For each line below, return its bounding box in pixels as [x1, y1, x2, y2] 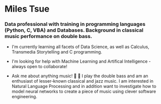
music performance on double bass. [4, 33, 92, 40]
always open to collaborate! [11, 64, 68, 69]
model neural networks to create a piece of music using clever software [11, 88, 157, 94]
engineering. [11, 94, 38, 100]
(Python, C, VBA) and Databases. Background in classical [4, 27, 143, 34]
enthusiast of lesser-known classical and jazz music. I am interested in [11, 78, 154, 84]
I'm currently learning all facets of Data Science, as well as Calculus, [11, 44, 150, 50]
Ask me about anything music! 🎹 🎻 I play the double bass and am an [11, 73, 148, 79]
